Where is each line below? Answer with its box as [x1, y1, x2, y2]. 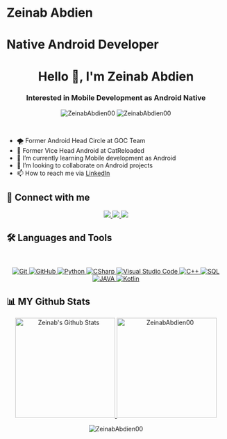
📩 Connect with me [6, 192, 90, 204]
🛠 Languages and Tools [6, 232, 112, 244]
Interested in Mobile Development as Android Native [26, 93, 206, 103]
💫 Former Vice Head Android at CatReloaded [16, 146, 145, 154]
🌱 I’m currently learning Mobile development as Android [16, 154, 176, 162]
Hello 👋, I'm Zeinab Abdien [37, 68, 194, 84]
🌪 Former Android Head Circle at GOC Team [16, 136, 146, 144]
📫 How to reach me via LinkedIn [16, 169, 110, 177]
